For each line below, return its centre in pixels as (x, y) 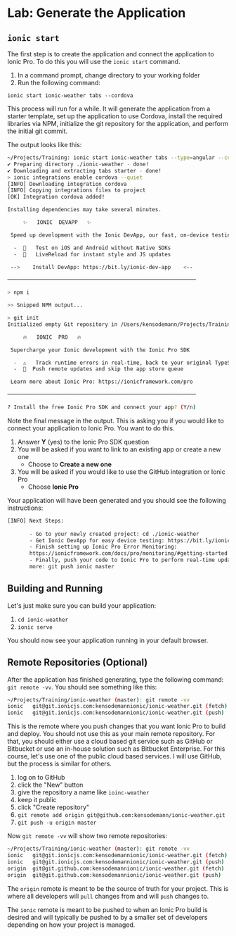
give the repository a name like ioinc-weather (83, 792)
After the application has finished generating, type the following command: (116, 679)
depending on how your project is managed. (71, 925)
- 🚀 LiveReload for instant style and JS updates (92, 254)
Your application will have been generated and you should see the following (117, 500)
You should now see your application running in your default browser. (108, 640)
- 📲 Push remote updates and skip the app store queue (99, 369)
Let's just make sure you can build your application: (82, 605)
